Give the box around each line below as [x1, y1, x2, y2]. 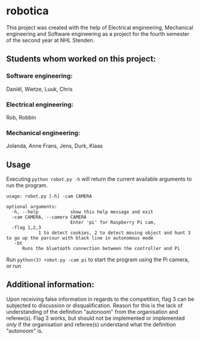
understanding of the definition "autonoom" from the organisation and [6, 308, 179, 315]
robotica [6, 4, 49, 18]
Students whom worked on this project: [6, 54, 156, 64]
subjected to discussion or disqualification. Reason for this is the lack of [6, 301, 183, 309]
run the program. [6, 182, 48, 189]
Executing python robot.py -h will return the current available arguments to [6, 175, 192, 183]
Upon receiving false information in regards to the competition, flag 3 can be [6, 295, 195, 303]
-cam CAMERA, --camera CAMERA [11, 214, 87, 220]
